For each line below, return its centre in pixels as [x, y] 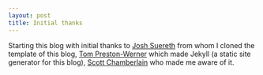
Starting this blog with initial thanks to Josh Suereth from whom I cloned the [131, 45]
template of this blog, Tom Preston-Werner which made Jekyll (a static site [130, 54]
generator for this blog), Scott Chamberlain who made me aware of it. [121, 62]
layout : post [30, 15]
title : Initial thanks [45, 23]
